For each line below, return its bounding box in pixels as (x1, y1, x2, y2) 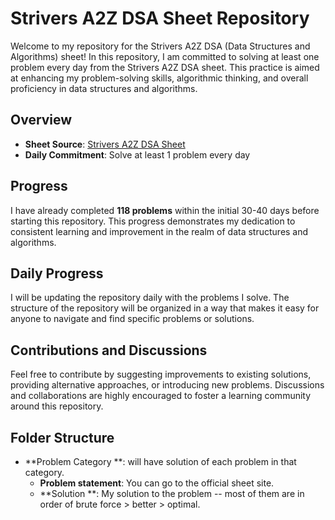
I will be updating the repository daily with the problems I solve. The (10, 292, 290, 304)
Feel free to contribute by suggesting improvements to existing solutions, (10, 368, 312, 381)
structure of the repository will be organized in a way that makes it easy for (10, 302, 320, 314)
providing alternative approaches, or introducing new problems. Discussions (10, 379, 325, 391)
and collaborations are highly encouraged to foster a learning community (10, 390, 312, 402)
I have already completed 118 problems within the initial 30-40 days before (10, 204, 320, 216)
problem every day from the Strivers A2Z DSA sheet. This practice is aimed (10, 61, 320, 73)
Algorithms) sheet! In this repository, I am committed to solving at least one (10, 50, 320, 62)
